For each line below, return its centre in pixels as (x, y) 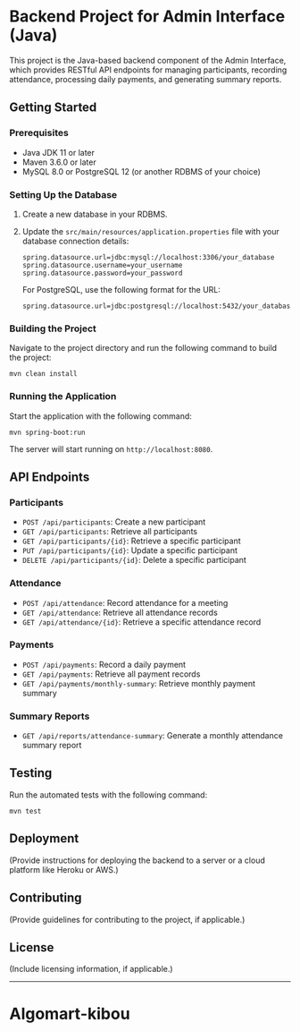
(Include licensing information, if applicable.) (91, 969)
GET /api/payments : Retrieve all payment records (111, 674)
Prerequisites (39, 133)
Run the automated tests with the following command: (108, 795)
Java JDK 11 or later (58, 152)
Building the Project (53, 328)
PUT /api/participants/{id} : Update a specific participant (130, 550)
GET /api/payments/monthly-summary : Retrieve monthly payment (139, 683)
